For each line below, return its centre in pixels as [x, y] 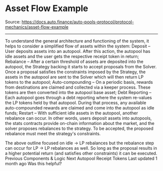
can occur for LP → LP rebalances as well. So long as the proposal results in [81, 148]
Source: [13, 22]
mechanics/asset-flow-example [37, 27]
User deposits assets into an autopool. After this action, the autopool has [78, 51]
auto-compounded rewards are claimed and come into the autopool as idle [80, 108]
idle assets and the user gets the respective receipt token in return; [72, 56]
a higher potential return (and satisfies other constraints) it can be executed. [81, 153]
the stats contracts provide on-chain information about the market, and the [80, 123]
